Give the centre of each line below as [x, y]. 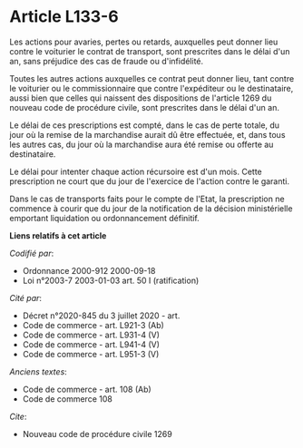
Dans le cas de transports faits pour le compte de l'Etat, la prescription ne [147, 199]
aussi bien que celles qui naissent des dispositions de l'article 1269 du [141, 98]
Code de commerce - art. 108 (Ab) [87, 389]
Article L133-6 [64, 17]
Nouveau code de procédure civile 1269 [97, 433]
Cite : [18, 416]
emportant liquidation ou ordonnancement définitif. [104, 218]
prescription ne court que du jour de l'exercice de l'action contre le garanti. [150, 181]
